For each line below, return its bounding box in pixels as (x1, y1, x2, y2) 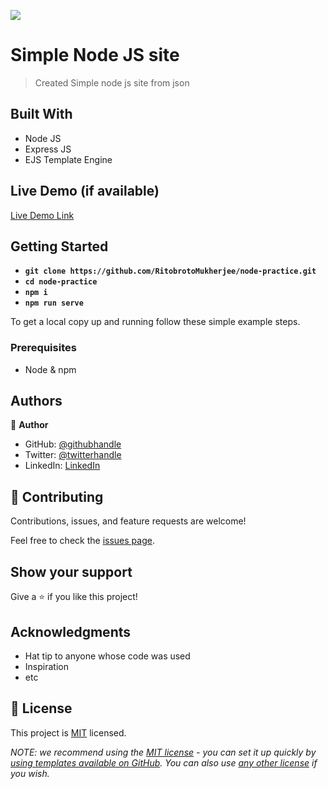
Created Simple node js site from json (34, 76, 190, 89)
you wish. (10, 767, 50, 779)
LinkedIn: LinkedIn (24, 460, 101, 472)
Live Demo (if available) (10, 183, 160, 200)
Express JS (24, 143, 72, 155)
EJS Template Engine (24, 153, 113, 165)
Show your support (10, 563, 133, 580)
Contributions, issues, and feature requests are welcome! (10, 515, 247, 527)
